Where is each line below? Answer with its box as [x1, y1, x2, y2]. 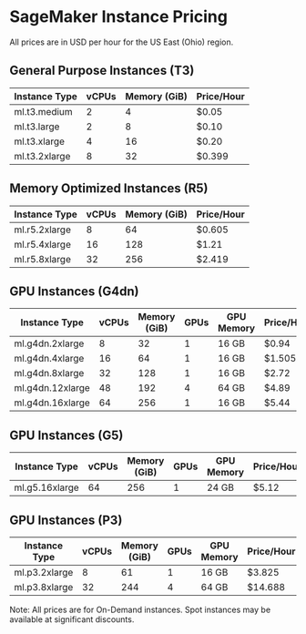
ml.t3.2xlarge [14, 149, 71, 162]
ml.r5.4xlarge [14, 238, 71, 251]
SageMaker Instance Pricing [9, 6, 228, 27]
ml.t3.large [14, 120, 60, 133]
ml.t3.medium [14, 105, 73, 118]
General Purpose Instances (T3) [9, 63, 195, 78]
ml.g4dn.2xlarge [14, 337, 85, 350]
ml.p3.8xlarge [14, 581, 74, 593]
